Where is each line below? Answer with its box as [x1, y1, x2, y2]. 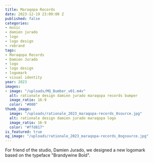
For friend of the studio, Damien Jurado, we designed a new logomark [5, 147, 146, 153]
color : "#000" [9, 102, 38, 107]
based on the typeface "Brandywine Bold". [5, 152, 91, 158]
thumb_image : [5, 107, 32, 112]
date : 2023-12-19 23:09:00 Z [5, 12, 64, 17]
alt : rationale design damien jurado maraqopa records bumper [9, 93, 138, 98]
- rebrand [5, 43, 25, 48]
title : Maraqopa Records [5, 7, 55, 12]
